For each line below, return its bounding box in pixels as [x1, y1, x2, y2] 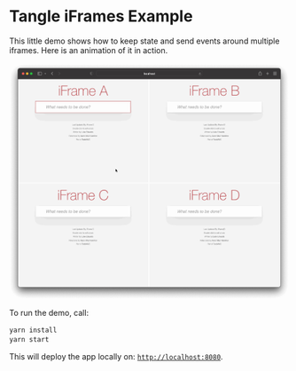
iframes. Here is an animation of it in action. [9, 44, 168, 55]
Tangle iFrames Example [9, 6, 193, 27]
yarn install [9, 326, 58, 335]
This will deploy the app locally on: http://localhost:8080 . [9, 351, 223, 361]
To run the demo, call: [9, 308, 90, 319]
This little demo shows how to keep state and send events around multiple [9, 36, 280, 46]
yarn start [9, 335, 50, 343]
